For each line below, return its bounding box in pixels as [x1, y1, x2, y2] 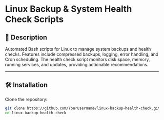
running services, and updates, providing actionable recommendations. [5, 62, 149, 67]
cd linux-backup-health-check [5, 110, 67, 115]
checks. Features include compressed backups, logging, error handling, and [5, 51, 159, 57]
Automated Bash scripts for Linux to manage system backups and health [5, 46, 151, 52]
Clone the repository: [5, 96, 48, 102]
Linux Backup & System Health [5, 3, 132, 15]
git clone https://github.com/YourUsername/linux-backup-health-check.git [5, 106, 161, 111]
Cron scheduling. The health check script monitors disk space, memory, [5, 57, 150, 62]
